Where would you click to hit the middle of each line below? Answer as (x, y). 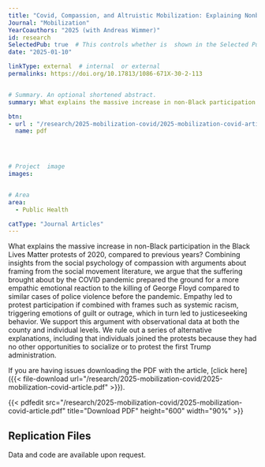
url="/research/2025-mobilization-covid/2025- (146, 379)
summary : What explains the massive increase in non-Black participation (132, 102)
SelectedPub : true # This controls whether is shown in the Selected (128, 45)
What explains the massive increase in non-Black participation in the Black (129, 246)
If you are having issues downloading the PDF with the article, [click (118, 371)
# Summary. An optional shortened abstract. (82, 95)
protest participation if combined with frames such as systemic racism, (123, 305)
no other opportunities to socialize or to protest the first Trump (110, 347)
